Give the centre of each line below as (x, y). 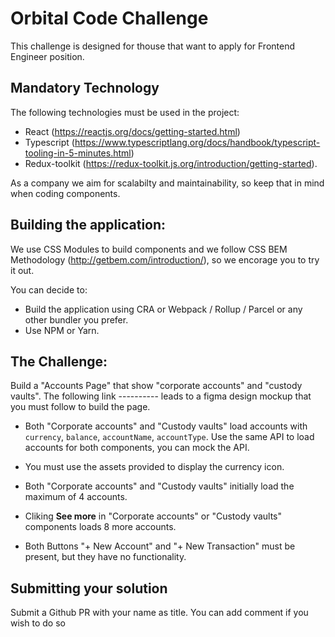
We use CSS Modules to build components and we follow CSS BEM (149, 249)
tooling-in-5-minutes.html (78, 153)
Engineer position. (47, 56)
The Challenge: (59, 361)
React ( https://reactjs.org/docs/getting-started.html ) (132, 131)
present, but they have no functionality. (105, 557)
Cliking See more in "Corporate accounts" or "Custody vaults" (153, 516)
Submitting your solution (89, 588)
